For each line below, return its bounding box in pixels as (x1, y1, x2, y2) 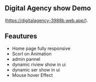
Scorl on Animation (12, 50, 52, 57)
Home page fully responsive (12, 45, 71, 51)
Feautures (5, 32, 37, 41)
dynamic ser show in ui (12, 66, 60, 72)
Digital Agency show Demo (5, 4, 91, 13)
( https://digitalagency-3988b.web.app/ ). (5, 17, 88, 23)
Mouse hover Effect (12, 72, 53, 78)
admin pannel (12, 56, 41, 62)
